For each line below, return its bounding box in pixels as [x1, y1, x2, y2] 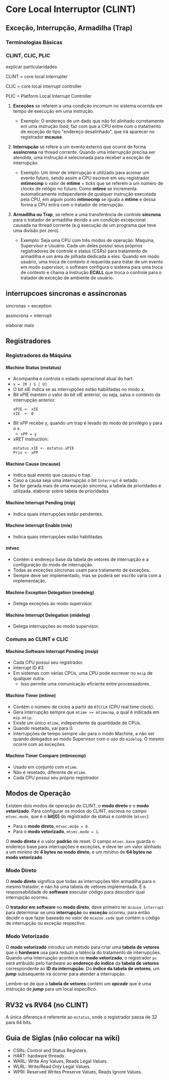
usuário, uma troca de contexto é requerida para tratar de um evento [20, 259, 163, 265]
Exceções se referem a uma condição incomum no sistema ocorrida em [13, 102, 162, 109]
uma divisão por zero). [13, 227, 60, 233]
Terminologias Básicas [6, 39, 62, 46]
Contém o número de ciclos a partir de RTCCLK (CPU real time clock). [13, 704, 155, 710]
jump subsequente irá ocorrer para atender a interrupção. [6, 971, 126, 977]
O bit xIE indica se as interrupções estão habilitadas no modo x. [13, 387, 145, 393]
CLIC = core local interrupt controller [6, 83, 82, 89]
